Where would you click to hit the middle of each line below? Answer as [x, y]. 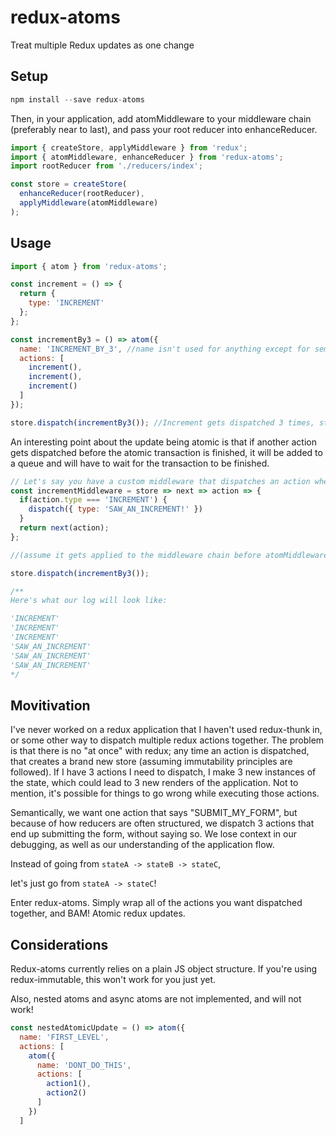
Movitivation [50, 705]
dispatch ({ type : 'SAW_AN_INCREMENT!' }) [115, 509]
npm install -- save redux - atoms [77, 99]
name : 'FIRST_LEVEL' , [64, 1037]
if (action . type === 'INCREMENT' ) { [93, 500]
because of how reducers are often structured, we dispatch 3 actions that [162, 823]
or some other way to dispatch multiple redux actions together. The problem [167, 740]
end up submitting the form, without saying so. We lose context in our [153, 834]
